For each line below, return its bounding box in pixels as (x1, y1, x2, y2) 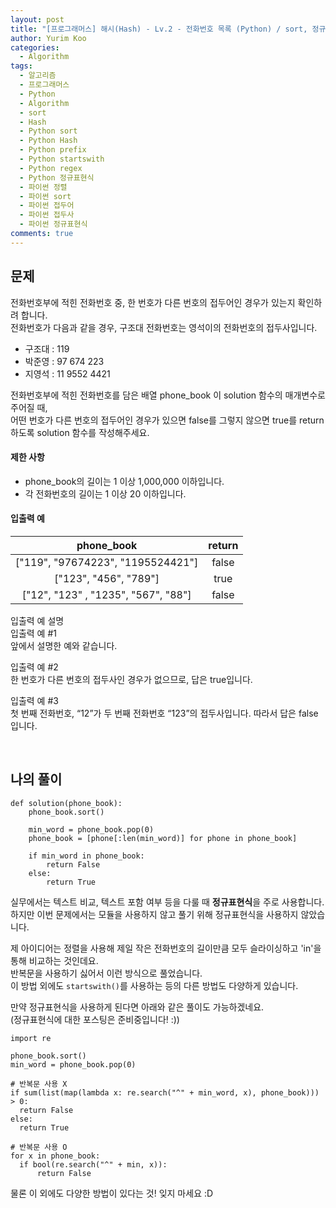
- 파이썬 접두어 (19, 201, 75, 211)
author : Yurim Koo (10, 33, 87, 43)
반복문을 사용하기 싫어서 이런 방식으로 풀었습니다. (10, 967, 203, 979)
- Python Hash (19, 136, 78, 146)
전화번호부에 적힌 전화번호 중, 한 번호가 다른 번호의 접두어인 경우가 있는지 (10, 296, 296, 308)
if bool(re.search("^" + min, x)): (19, 1159, 168, 1170)
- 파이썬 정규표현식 (19, 219, 88, 230)
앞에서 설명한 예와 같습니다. (10, 639, 118, 651)
